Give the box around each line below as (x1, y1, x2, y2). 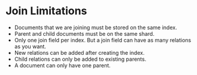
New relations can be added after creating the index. (14, 49, 145, 56)
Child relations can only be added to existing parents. (14, 55, 147, 62)
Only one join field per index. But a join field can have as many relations (14, 36, 192, 43)
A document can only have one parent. (14, 61, 111, 69)
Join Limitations (5, 4, 88, 18)
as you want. (14, 43, 46, 50)
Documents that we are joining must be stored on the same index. (14, 24, 178, 31)
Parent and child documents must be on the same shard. (14, 30, 154, 37)
